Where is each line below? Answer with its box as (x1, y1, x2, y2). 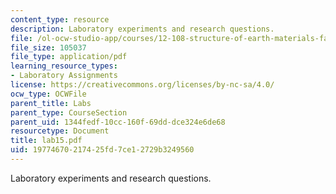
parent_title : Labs (10, 98, 92, 108)
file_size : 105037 (10, 42, 87, 53)
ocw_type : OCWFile (10, 89, 87, 99)
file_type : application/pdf (10, 52, 128, 62)
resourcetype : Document (10, 126, 110, 136)
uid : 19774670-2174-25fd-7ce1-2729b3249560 (10, 145, 195, 155)
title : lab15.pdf (10, 136, 83, 146)
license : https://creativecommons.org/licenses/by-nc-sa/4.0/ (10, 80, 275, 90)
